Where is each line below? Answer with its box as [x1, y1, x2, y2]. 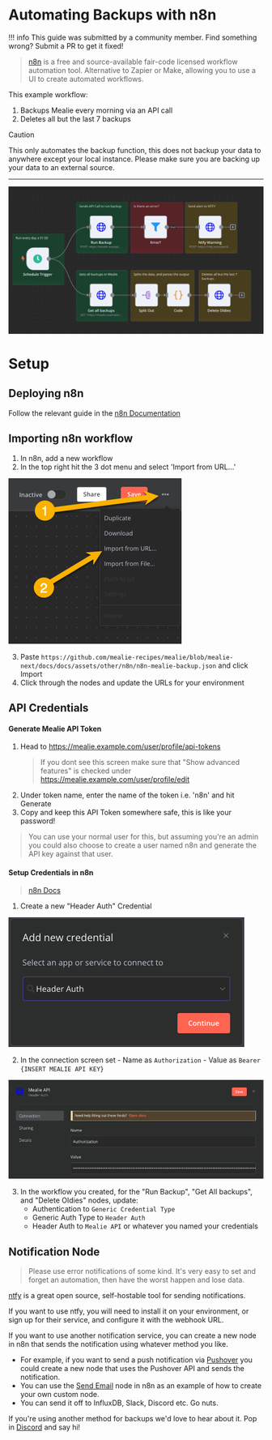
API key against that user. [28, 849, 113, 859]
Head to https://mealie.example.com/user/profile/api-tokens [19, 741, 221, 751]
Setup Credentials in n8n [8, 867, 94, 877]
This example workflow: [8, 89, 88, 99]
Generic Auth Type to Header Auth [32, 1213, 146, 1223]
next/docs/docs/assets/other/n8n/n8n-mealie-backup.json [19, 662, 217, 670]
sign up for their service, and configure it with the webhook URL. [8, 1315, 224, 1325]
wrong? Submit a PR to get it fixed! [8, 41, 124, 50]
